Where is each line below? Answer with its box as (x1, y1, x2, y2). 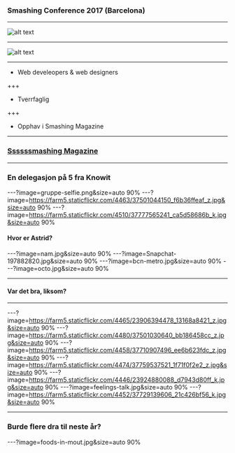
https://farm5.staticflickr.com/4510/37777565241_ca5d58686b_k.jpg (29, 210, 227, 218)
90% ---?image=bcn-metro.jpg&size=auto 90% (83, 257, 222, 265)
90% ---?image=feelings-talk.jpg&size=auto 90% (45, 383, 189, 392)
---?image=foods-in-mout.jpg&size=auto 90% (7, 438, 141, 446)
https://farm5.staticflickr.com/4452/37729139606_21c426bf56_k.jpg (29, 390, 226, 399)
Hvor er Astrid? (7, 234, 53, 242)
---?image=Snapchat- (113, 250, 177, 258)
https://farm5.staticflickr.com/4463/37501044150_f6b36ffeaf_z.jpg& (29, 195, 226, 204)
